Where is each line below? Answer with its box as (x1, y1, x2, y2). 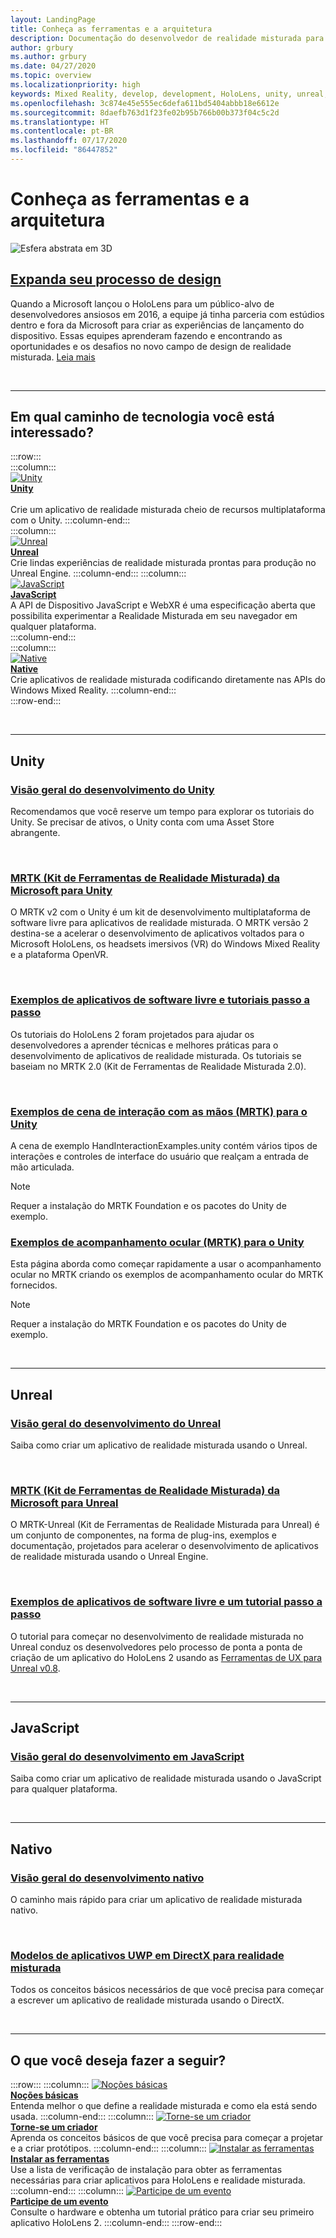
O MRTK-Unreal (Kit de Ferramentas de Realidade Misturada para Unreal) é (10, 1519, 320, 1531)
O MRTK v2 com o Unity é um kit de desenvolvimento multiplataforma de (10, 906, 311, 918)
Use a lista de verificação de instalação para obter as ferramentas (10, 2164, 283, 2176)
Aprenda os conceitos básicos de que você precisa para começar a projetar (10, 2132, 324, 2144)
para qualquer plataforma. (10, 1783, 118, 1795)
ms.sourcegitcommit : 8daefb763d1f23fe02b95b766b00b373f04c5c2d (10, 107, 280, 118)
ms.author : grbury (10, 52, 87, 62)
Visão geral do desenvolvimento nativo (10, 1871, 205, 1885)
